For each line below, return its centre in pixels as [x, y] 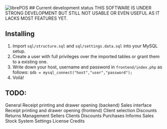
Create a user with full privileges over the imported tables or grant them [86, 56]
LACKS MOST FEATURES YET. [37, 18]
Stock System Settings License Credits [45, 121]
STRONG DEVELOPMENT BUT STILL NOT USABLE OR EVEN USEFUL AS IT [83, 13]
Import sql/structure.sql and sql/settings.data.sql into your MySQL [85, 46]
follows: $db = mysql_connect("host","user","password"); [73, 72]
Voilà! [18, 77]
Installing [20, 34]
